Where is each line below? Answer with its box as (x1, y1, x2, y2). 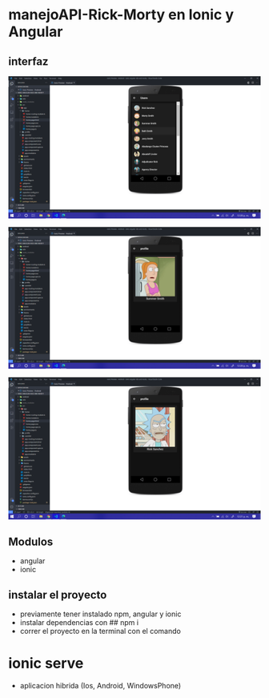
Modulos (8, 535, 54, 548)
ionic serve (8, 655, 84, 672)
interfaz (8, 54, 49, 68)
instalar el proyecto (8, 587, 107, 602)
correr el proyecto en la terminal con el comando (19, 627, 182, 636)
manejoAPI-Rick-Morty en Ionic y (8, 6, 235, 24)
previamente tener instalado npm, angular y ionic (19, 609, 182, 619)
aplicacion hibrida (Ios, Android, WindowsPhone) (19, 681, 182, 691)
